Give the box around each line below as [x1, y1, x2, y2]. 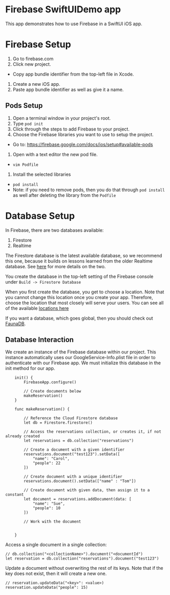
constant [5, 492, 24, 497]
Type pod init [12, 120, 44, 126]
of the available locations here [5, 305, 69, 311]
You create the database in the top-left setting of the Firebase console [5, 273, 154, 280]
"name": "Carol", [32, 456, 70, 461]
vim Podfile [12, 162, 38, 168]
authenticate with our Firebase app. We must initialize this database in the [5, 360, 161, 366]
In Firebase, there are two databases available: [5, 227, 104, 233]
